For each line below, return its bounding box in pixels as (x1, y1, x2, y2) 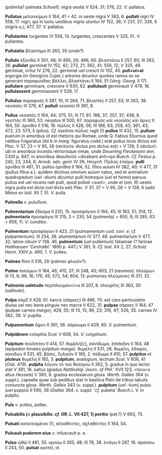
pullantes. (5, 38, 25, 44)
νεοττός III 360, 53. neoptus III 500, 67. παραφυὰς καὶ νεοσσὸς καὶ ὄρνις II (5, 118, 155, 123)
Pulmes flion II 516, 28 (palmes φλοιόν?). (5, 259, 87, 264)
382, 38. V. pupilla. (5, 313, 43, 318)
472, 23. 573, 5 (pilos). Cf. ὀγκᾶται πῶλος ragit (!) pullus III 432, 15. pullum (5, 128, 155, 133)
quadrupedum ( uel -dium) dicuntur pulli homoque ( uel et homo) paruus (5, 175, 147, 180)
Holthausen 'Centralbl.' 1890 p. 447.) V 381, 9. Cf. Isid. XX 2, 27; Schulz (5, 244, 147, 249)
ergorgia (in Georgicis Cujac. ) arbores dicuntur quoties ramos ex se (5, 73, 140, 78)
